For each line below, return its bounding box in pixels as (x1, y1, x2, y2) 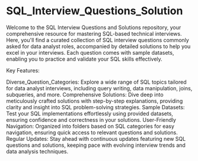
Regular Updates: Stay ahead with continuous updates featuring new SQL (6, 135, 186, 142)
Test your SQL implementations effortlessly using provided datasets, (6, 110, 174, 117)
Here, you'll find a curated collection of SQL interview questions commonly (6, 36, 190, 43)
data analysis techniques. (6, 147, 69, 155)
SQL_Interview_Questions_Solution (6, 4, 183, 18)
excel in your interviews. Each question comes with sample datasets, (6, 49, 174, 56)
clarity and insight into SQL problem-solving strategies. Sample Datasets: (6, 103, 185, 111)
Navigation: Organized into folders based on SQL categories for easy (6, 122, 175, 130)
